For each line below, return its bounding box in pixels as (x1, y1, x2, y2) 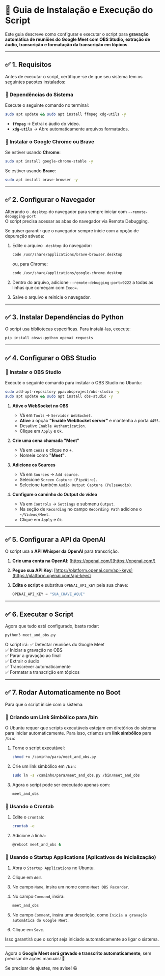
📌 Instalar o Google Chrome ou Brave (5, 138, 95, 145)
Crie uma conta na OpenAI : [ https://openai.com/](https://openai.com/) (12, 558, 156, 564)
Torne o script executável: (12, 745, 65, 751)
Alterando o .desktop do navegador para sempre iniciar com (5, 209, 127, 215)
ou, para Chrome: (12, 261, 48, 267)
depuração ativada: (5, 233, 45, 239)
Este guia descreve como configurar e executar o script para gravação (5, 31, 149, 37)
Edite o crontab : (12, 814, 45, 820)
